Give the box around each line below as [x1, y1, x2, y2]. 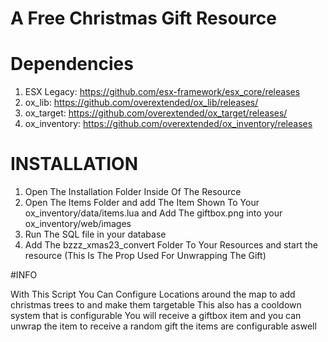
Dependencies [10, 53, 134, 76]
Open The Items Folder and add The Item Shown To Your [24, 197, 260, 209]
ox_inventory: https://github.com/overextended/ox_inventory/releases [24, 118, 313, 130]
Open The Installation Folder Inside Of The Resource [24, 186, 242, 198]
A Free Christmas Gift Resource [10, 7, 277, 30]
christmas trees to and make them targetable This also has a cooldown [10, 299, 302, 311]
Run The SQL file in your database [24, 228, 167, 241]
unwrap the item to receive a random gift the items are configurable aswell [10, 320, 317, 332]
